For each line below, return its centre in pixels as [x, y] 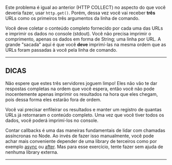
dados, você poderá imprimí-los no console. [52, 120]
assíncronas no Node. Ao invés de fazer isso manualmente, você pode [80, 136]
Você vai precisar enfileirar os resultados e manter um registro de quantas [84, 109]
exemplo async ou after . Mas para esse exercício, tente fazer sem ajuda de [84, 147]
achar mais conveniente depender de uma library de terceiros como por [81, 141]
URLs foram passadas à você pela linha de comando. [61, 50]
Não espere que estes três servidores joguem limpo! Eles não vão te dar [81, 83]
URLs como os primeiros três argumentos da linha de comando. [72, 18]
